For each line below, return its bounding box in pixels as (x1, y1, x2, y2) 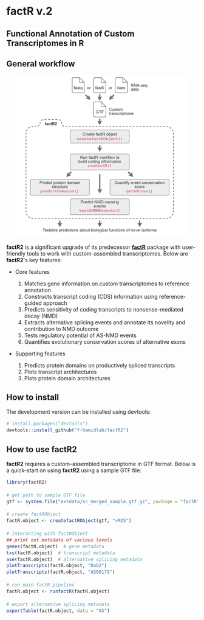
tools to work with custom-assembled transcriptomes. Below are (27, 249, 188, 257)
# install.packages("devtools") (6, 421, 88, 427)
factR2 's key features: (6, 256, 62, 263)
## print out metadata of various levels (6, 537, 113, 543)
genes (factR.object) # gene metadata (6, 543, 104, 549)
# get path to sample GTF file (6, 492, 86, 498)
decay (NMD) (24, 312, 58, 319)
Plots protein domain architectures (24, 374, 110, 381)
